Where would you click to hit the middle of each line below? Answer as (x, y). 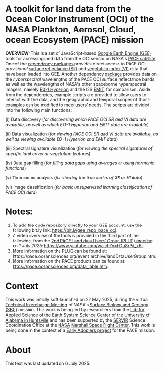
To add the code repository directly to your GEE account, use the (77, 225)
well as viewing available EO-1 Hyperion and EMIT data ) (62, 139)
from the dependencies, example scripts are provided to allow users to (76, 94)
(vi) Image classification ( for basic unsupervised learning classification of (79, 187)
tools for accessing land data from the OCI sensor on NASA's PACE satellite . (81, 58)
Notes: (19, 212)
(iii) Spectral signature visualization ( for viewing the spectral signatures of (79, 148)
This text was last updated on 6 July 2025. (48, 363)
